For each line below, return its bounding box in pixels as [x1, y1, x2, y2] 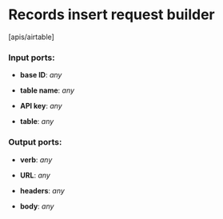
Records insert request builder [8, 6, 215, 24]
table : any [19, 117, 54, 126]
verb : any [19, 154, 53, 165]
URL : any [19, 170, 50, 180]
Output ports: [8, 137, 62, 148]
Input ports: [8, 52, 55, 63]
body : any [19, 201, 54, 211]
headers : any [19, 185, 66, 195]
